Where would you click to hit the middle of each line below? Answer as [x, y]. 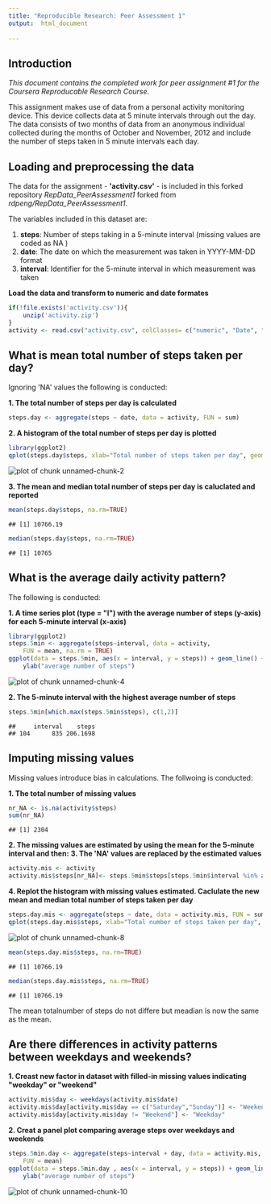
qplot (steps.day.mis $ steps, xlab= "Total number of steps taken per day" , [135, 922]
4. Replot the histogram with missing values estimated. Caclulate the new [134, 891]
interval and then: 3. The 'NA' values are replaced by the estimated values [135, 854]
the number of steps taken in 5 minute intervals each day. [104, 141]
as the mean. [30, 1019]
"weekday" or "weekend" [53, 1085]
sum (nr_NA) [27, 815]
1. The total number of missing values [73, 793]
